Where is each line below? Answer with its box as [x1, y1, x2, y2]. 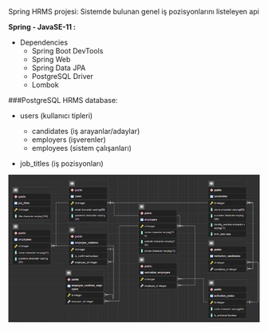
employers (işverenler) [31, 135, 106, 144]
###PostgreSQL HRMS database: [8, 96, 118, 104]
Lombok [31, 80, 59, 89]
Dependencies [19, 37, 69, 47]
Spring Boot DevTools [31, 46, 104, 55]
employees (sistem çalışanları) [31, 144, 132, 152]
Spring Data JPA [31, 63, 86, 73]
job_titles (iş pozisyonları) [19, 159, 104, 168]
